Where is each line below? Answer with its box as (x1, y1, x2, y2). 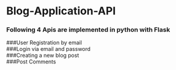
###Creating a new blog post (6, 52, 79, 59)
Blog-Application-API (6, 4, 116, 18)
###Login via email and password (6, 45, 91, 53)
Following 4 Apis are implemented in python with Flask (6, 26, 171, 34)
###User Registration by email (6, 39, 82, 46)
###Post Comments (6, 58, 56, 65)
